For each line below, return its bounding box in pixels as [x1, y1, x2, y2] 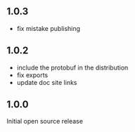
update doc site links [16, 78, 77, 86]
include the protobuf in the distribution [16, 63, 129, 72]
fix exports [16, 70, 49, 79]
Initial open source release [6, 117, 84, 126]
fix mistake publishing [16, 24, 81, 32]
